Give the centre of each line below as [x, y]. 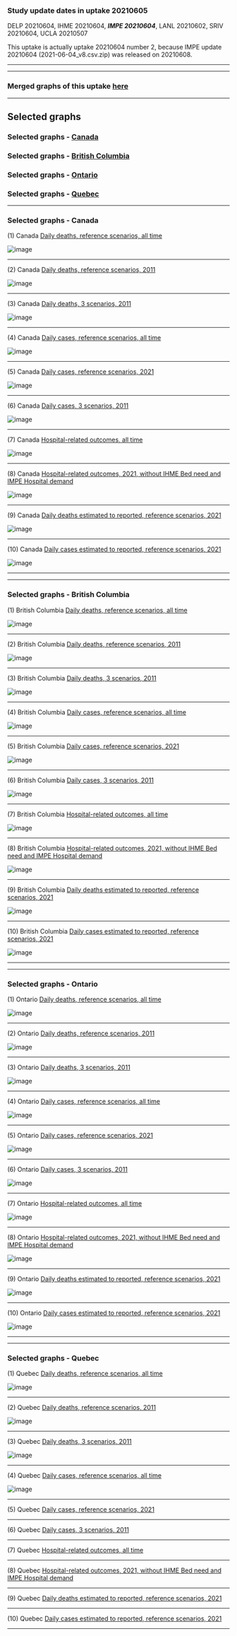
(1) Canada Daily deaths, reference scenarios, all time [85, 236]
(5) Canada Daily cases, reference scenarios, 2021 [81, 372]
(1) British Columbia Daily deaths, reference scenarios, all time [98, 610]
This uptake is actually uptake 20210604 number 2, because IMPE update [115, 47]
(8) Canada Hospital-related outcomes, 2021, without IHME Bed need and [114, 474]
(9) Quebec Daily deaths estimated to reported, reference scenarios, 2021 [115, 1599]
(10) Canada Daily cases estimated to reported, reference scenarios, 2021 [114, 549]
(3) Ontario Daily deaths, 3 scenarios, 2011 [69, 1067]
